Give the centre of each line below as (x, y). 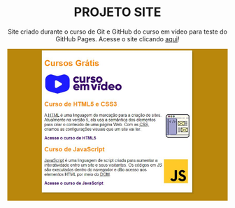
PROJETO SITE (117, 12)
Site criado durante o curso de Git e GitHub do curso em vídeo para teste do (117, 32)
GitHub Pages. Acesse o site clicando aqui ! (117, 39)
